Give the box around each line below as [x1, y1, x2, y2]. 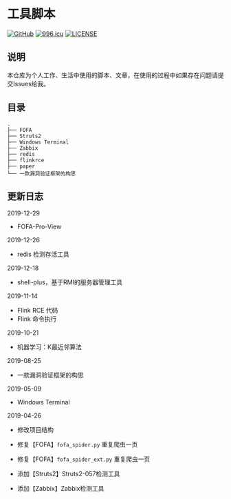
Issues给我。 [12, 79, 50, 88]
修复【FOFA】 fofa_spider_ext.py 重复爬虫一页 [16, 455, 151, 463]
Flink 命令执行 [16, 315, 57, 323]
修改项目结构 [16, 426, 54, 434]
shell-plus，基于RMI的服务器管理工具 [16, 278, 122, 286]
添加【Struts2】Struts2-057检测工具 [16, 470, 120, 478]
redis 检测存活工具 [16, 250, 70, 259]
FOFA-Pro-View [16, 222, 62, 231]
